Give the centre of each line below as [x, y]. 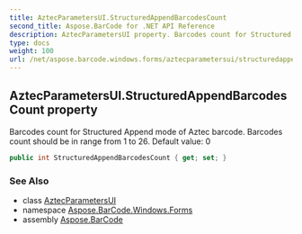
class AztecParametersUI [69, 200]
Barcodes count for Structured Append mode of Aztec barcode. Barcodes [146, 131]
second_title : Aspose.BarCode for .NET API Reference [112, 26]
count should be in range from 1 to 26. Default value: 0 [110, 141]
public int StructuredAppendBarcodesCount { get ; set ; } [118, 157]
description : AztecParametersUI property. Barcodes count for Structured [151, 34]
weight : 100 [31, 51]
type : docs [30, 43]
